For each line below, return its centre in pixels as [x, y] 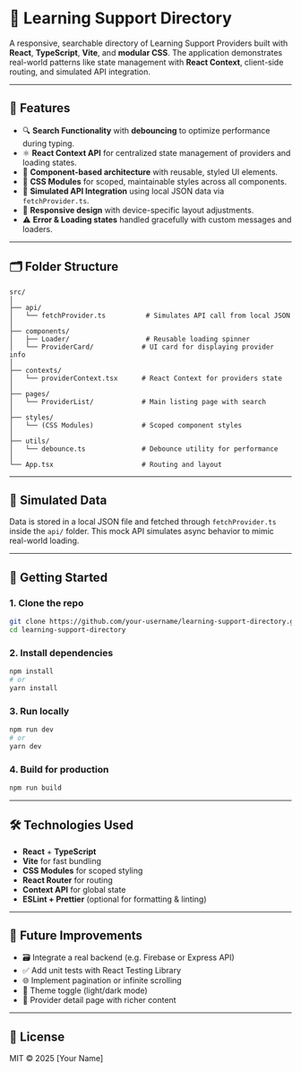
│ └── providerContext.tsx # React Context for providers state [146, 378]
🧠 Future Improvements [76, 936]
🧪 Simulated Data [58, 500]
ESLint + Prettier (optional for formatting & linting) [114, 899]
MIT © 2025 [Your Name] [56, 1059]
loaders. [38, 229]
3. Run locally [39, 711]
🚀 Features [40, 108]
